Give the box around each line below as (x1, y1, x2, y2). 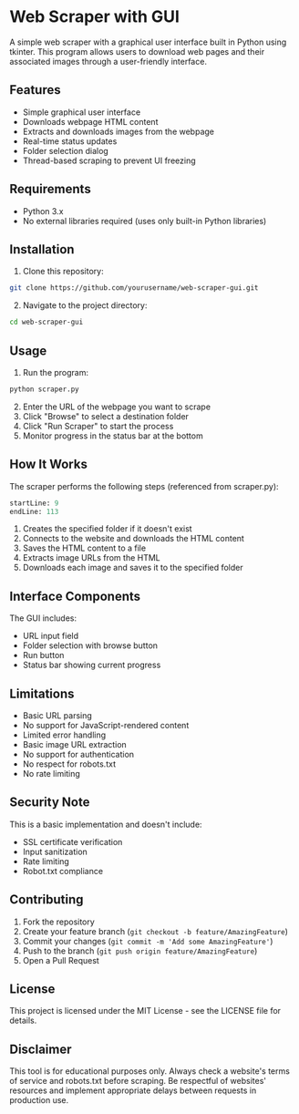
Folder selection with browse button (22, 640, 158, 651)
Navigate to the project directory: (22, 300, 148, 311)
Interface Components (9, 588, 141, 603)
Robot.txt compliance (22, 865, 103, 876)
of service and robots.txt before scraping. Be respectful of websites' (9, 1076, 267, 1087)
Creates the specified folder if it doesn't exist (22, 523, 193, 534)
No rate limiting (22, 768, 80, 779)
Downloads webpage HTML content (22, 116, 159, 127)
